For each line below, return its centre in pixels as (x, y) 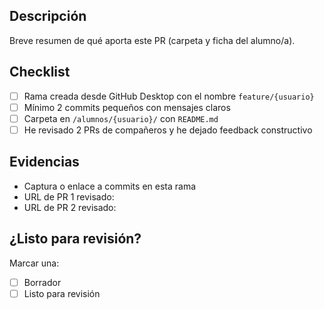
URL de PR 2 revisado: (70, 207)
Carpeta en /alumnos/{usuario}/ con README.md (121, 118)
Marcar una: (34, 263)
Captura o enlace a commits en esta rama (110, 186)
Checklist (40, 72)
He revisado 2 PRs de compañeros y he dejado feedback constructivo (168, 130)
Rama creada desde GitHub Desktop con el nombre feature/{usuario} (169, 96)
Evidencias (44, 162)
